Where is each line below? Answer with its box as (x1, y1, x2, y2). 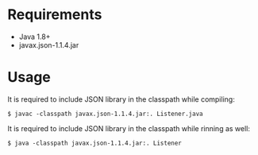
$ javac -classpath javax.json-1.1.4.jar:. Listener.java (7, 110, 203, 118)
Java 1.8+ (18, 32, 51, 41)
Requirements (7, 6, 102, 24)
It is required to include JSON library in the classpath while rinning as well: (7, 123, 251, 133)
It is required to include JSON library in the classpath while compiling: (7, 94, 235, 104)
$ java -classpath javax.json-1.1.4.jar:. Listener (7, 139, 182, 147)
